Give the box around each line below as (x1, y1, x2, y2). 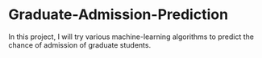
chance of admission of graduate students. (8, 40, 152, 49)
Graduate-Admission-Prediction (8, 6, 228, 24)
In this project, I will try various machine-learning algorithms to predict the (8, 32, 254, 41)
